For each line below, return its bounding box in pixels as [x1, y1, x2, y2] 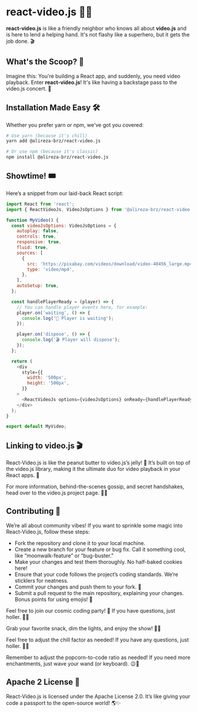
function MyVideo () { [6, 217, 59, 223]
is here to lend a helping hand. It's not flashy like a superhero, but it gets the [6, 31, 190, 38]
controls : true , [16, 233, 57, 240]
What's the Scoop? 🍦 [6, 57, 84, 67]
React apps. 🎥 [6, 472, 40, 479]
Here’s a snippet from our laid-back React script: [6, 189, 124, 196]
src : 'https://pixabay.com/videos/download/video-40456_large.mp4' [27, 261, 195, 267]
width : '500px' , [27, 375, 67, 381]
